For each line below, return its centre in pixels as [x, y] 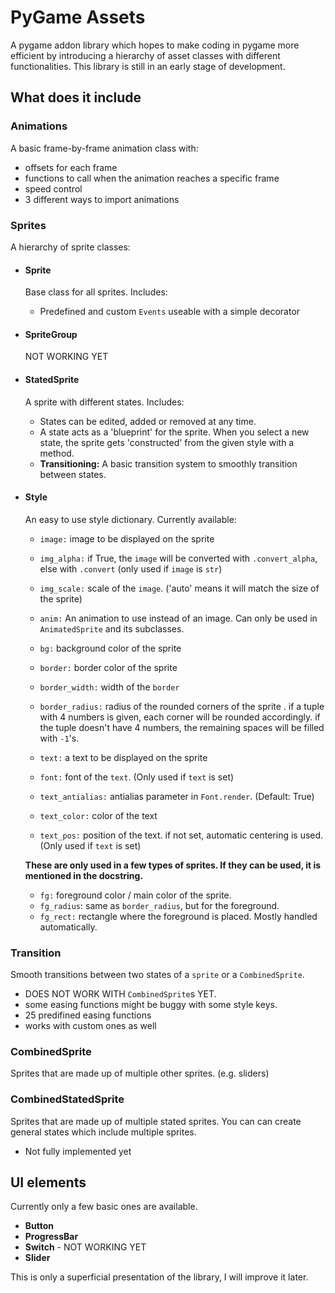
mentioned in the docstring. [84, 875]
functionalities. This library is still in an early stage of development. [148, 66]
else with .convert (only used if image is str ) [131, 568]
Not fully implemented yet [78, 1151]
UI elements [48, 1182]
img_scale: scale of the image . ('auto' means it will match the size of [179, 588]
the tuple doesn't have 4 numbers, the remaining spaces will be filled [182, 727]
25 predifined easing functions [88, 1015]
